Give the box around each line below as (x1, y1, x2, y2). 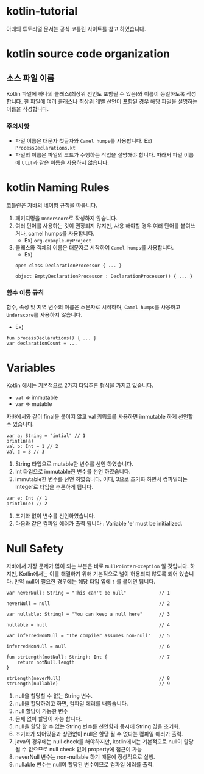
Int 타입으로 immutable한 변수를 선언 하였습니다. (15, 468, 131, 476)
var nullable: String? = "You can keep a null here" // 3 (6, 612, 171, 618)
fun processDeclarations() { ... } (6, 335, 97, 341)
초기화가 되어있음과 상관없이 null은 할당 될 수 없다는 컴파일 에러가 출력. (15, 731, 184, 738)
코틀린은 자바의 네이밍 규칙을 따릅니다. (6, 201, 97, 209)
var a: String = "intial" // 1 (6, 433, 86, 439)
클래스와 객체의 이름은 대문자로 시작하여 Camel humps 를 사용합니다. (15, 244, 174, 251)
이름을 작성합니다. (6, 105, 49, 112)
